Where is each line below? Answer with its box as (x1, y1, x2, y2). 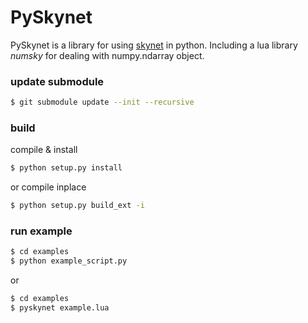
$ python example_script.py (10, 256, 128, 266)
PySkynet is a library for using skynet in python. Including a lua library (10, 39, 298, 51)
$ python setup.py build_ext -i (10, 201, 145, 211)
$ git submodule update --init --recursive (10, 97, 195, 108)
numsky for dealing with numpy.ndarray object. (10, 49, 205, 61)
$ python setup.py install (10, 163, 123, 173)
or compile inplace (10, 181, 87, 193)
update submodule (10, 74, 105, 88)
